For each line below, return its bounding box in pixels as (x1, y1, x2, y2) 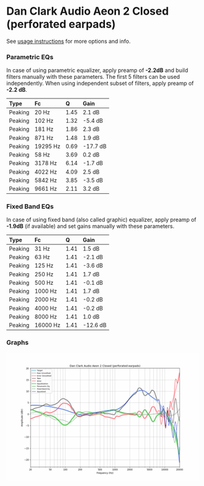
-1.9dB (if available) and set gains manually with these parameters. (6, 223, 175, 230)
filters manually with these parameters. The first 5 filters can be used (6, 73, 180, 81)
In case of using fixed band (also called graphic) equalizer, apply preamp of (6, 216, 197, 224)
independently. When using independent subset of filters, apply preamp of (6, 79, 194, 87)
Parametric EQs (6, 53, 54, 61)
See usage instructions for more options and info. (6, 37, 131, 45)
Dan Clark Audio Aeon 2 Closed (6, 4, 169, 18)
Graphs (6, 338, 29, 347)
